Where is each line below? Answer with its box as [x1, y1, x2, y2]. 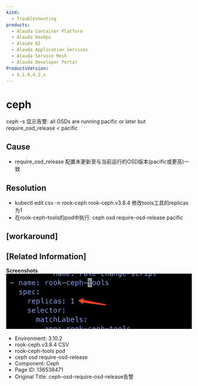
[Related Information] [6, 251, 87, 262]
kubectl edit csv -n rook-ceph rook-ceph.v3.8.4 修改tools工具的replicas [14, 199, 189, 206]
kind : [6, 9, 19, 15]
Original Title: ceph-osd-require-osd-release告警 [14, 373, 134, 380]
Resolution [6, 183, 47, 193]
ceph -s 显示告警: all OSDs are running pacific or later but [6, 118, 146, 125]
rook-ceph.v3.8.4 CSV [14, 341, 70, 348]
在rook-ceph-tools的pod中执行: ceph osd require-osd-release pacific [14, 214, 183, 221]
